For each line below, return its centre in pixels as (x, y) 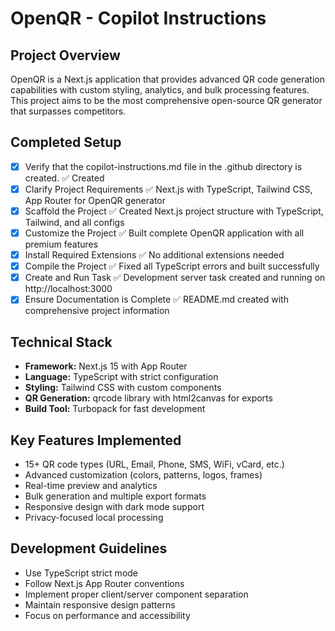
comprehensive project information (97, 311)
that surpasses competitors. (68, 111)
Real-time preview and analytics (91, 485)
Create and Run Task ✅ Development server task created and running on (175, 278)
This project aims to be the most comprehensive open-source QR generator (166, 100)
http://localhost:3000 (68, 289)
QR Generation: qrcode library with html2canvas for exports (148, 398)
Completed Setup (66, 142)
